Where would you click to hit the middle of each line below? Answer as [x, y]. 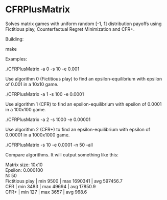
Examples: [16, 59]
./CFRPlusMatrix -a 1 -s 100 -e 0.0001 [45, 94]
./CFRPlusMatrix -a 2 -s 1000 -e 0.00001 [48, 119]
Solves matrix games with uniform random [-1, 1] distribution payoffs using [83, 24]
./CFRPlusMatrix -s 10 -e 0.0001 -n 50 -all [49, 145]
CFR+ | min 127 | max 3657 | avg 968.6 [46, 192]
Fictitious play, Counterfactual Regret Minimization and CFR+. [70, 29]
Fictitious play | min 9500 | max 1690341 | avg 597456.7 [64, 181]
